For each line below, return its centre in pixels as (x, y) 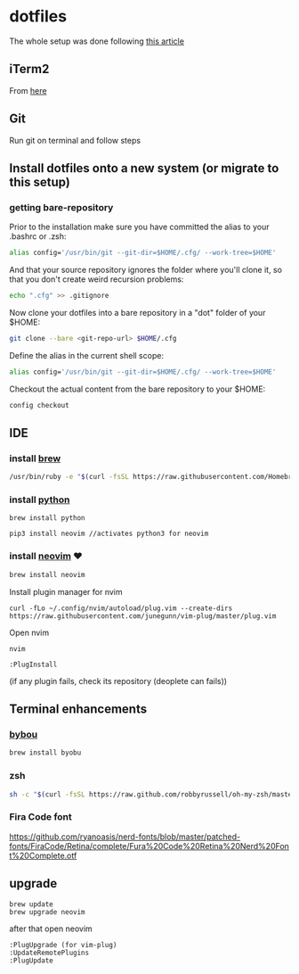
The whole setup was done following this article (97, 41)
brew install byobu (45, 753)
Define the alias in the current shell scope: (87, 355)
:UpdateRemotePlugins (49, 953)
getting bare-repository (61, 207)
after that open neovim (51, 929)
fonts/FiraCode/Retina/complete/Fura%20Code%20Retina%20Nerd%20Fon (149, 846)
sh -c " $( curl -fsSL (48, 794)
